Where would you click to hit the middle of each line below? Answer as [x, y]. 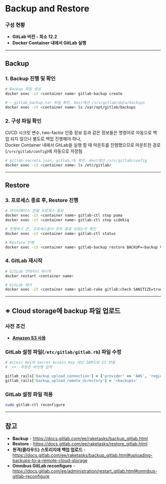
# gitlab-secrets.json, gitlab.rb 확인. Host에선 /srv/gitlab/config [76, 161]
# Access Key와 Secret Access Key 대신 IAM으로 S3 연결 [60, 363]
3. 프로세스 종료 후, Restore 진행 [42, 200]
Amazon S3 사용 [29, 338]
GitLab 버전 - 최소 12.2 [35, 37]
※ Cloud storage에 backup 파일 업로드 [63, 311]
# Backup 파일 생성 [23, 89]
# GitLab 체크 [19, 285]
